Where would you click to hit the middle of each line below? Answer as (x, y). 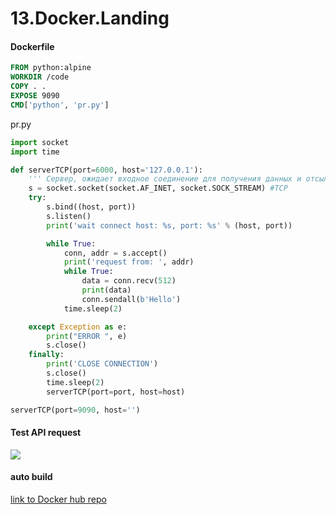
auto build (31, 477)
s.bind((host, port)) (91, 207)
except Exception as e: (78, 327)
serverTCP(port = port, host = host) (116, 392)
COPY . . (28, 87)
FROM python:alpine (51, 68)
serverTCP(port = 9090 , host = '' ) (75, 410)
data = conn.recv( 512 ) (129, 281)
